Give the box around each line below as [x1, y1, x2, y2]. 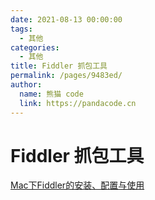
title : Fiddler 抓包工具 [10, 61, 108, 71]
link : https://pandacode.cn [19, 98, 137, 108]
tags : [10, 24, 33, 34]
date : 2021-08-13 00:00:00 [10, 14, 123, 25]
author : [10, 80, 43, 90]
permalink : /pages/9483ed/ [10, 71, 123, 81]
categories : [10, 42, 60, 53]
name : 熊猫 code [19, 89, 84, 99]
